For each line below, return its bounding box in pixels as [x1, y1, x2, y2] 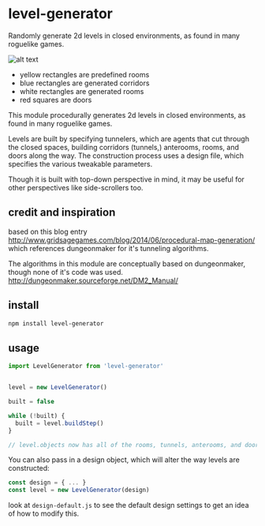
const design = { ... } [8, 479, 87, 487]
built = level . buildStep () [15, 419, 104, 427]
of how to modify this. [8, 509, 80, 518]
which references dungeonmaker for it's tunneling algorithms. [8, 243, 209, 253]
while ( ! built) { [8, 411, 65, 419]
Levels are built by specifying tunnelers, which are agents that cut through [8, 133, 250, 143]
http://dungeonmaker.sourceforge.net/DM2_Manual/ [8, 276, 179, 285]
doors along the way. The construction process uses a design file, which [8, 151, 244, 160]
